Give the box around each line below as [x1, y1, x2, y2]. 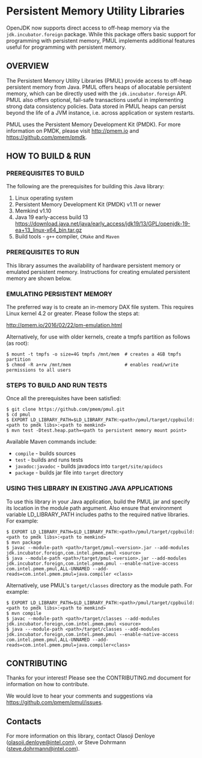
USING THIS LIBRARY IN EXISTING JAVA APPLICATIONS [6, 484, 173, 492]
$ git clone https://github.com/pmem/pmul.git [6, 406, 125, 413]
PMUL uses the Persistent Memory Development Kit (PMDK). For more [6, 121, 181, 128]
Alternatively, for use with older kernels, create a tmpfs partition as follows [6, 333, 191, 340]
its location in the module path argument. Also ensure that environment [6, 504, 182, 511]
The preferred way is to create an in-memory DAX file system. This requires [6, 304, 194, 311]
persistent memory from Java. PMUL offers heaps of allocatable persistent [6, 83, 191, 91]
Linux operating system [14, 194, 73, 202]
